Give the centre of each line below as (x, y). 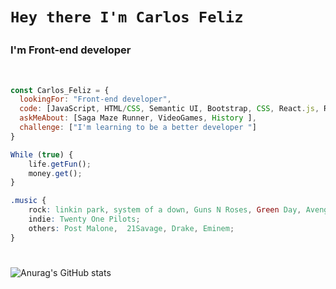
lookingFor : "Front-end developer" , (95, 99)
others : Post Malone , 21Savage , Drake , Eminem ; (131, 228)
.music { (28, 201)
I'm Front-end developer (71, 50)
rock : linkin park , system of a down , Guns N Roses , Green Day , (165, 210)
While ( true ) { (42, 154)
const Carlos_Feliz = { (60, 90)
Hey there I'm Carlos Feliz (127, 17)
